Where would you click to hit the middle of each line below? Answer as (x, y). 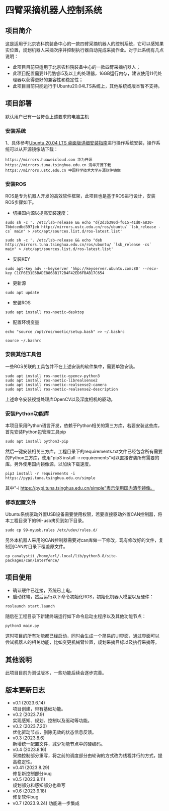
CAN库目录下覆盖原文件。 (41, 547)
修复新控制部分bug (32, 773)
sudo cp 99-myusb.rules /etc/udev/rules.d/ (52, 530)
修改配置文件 (21, 502)
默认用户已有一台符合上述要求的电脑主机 (47, 116)
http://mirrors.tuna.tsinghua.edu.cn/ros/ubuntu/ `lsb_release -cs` (78, 245)
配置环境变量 (26, 322)
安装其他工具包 (23, 354)
